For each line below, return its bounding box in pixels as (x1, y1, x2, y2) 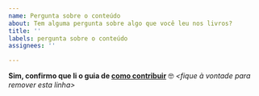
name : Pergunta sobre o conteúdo (8, 11, 121, 20)
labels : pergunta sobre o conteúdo (8, 34, 128, 43)
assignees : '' (8, 42, 56, 50)
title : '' (8, 27, 42, 35)
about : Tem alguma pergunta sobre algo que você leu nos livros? (8, 19, 232, 27)
